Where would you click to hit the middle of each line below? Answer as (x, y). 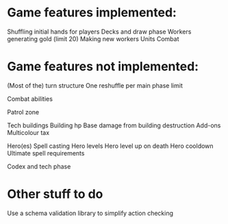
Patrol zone (23, 112)
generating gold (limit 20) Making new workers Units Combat (93, 38)
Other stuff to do (55, 194)
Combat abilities (30, 99)
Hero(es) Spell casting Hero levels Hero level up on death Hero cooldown (110, 146)
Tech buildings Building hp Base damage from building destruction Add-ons (114, 125)
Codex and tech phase (39, 166)
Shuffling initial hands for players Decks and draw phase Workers (99, 32)
